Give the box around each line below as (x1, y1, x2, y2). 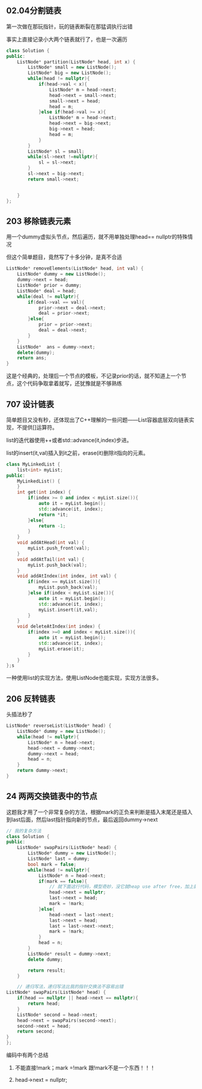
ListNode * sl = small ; (28, 148, 85, 155)
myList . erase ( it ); (38, 646, 85, 652)
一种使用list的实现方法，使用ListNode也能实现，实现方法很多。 (6, 674, 162, 682)
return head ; (28, 1001, 61, 1007)
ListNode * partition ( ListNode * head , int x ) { (17, 59, 136, 65)
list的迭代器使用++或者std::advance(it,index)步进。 (6, 436, 132, 443)
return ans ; (17, 355, 47, 361)
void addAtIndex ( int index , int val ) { (17, 573, 117, 579)
